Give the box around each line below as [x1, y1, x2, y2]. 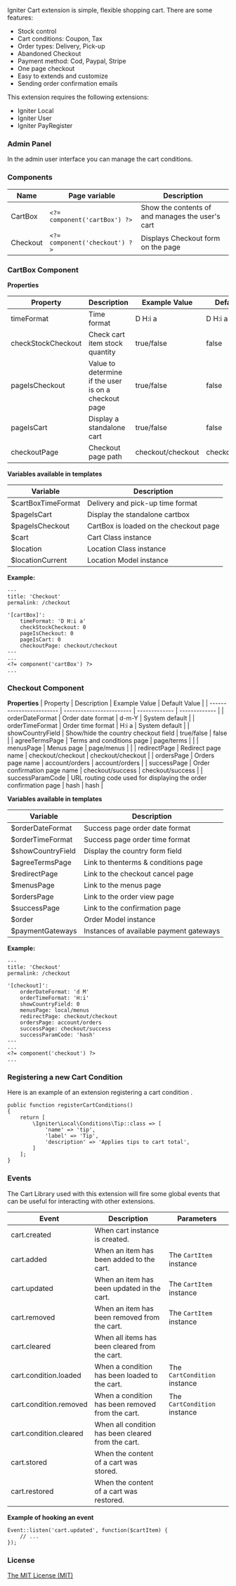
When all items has [94, 1332, 157, 1342]
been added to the [94, 1254, 155, 1264]
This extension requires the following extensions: [7, 93, 150, 101]
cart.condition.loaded [11, 1370, 81, 1380]
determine [88, 367, 123, 377]
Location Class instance [86, 544, 166, 554]
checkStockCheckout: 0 [20, 623, 86, 631]
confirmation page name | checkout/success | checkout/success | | [7, 766, 203, 775]
